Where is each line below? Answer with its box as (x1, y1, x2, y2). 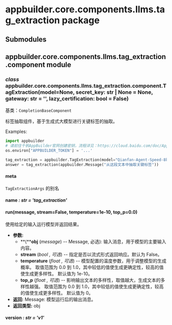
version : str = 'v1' (5, 315, 45, 321)
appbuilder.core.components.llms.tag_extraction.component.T (5, 82, 167, 89)
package (61, 14, 100, 26)
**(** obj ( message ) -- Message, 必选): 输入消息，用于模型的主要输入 (20, 238, 166, 244)
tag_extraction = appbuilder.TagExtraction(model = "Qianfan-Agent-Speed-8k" (5, 157, 170, 162)
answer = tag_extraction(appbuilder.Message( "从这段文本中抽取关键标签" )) (5, 162, 159, 167)
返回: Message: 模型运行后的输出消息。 (12, 296, 96, 302)
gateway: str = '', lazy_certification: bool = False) (5, 95, 129, 102)
